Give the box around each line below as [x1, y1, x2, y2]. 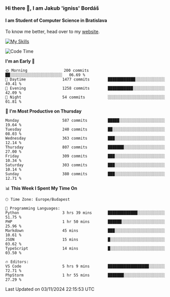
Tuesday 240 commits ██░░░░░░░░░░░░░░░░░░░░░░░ [5, 127, 165, 132]
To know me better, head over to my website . [5, 29, 100, 35]
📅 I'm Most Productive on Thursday [5, 108, 82, 114]
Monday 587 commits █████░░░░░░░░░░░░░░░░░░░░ [5, 118, 165, 123]
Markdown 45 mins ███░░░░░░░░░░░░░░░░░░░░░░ [5, 228, 165, 233]
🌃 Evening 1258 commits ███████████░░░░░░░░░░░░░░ [5, 86, 165, 91]
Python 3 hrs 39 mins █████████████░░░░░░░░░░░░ [5, 210, 165, 215]
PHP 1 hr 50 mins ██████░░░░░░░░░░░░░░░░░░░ [5, 219, 165, 225]
